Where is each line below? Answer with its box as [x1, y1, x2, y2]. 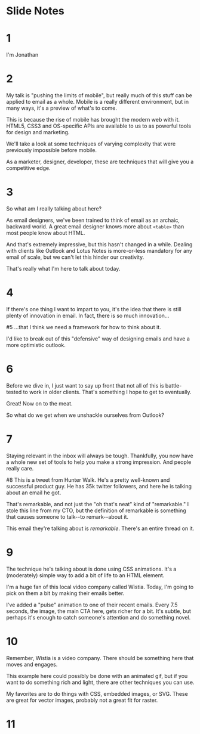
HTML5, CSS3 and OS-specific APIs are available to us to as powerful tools [6, 122, 191, 129]
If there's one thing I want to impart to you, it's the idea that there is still [6, 305, 181, 312]
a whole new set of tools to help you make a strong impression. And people [6, 458, 192, 466]
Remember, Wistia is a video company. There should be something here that [6, 654, 194, 661]
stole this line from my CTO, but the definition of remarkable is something [6, 507, 186, 514]
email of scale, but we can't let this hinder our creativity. [6, 253, 144, 261]
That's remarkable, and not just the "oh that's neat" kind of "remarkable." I [6, 500, 189, 507]
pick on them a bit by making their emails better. [6, 589, 125, 597]
